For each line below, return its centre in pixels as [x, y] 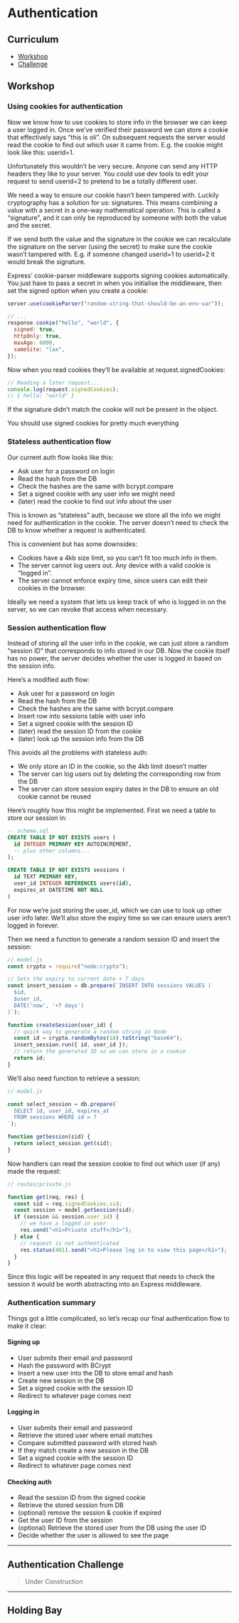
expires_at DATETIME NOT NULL [58, 890]
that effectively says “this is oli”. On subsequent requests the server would [116, 137]
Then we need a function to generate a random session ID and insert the [114, 939]
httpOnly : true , [38, 336]
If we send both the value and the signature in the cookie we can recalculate [119, 239]
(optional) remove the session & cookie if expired [89, 1513]
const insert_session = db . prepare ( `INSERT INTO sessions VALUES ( [110, 986]
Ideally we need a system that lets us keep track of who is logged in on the [117, 602]
